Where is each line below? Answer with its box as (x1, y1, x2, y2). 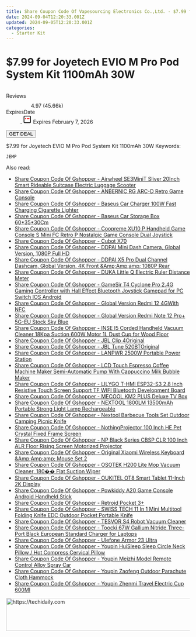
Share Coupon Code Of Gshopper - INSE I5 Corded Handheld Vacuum (14, 325, 184, 332)
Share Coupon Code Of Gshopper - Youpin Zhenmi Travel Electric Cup (14, 580, 184, 587)
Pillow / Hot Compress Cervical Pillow (14, 549, 106, 556)
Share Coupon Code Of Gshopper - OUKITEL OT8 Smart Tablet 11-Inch (14, 474, 185, 481)
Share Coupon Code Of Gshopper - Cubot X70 (14, 237, 127, 245)
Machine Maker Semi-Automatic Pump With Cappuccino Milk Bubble (14, 368, 180, 375)
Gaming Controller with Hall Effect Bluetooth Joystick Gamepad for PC (14, 287, 184, 294)
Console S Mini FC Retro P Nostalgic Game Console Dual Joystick (14, 232, 173, 239)
